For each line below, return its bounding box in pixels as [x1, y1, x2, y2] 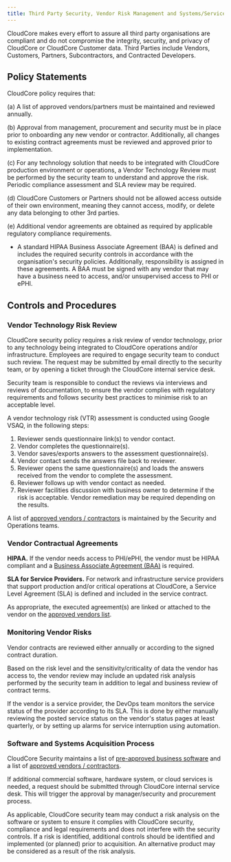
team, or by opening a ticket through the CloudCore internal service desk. [7, 365, 216, 373]
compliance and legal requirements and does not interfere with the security [7, 825, 221, 834]
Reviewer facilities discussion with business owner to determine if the [16, 486, 214, 494]
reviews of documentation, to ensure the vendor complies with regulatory [7, 386, 215, 394]
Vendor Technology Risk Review [7, 320, 118, 330]
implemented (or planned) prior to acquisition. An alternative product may [7, 840, 215, 848]
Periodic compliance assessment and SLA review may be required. [7, 181, 197, 189]
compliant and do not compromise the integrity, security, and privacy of [7, 36, 210, 45]
